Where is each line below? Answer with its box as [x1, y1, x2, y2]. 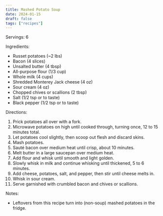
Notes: [5, 191, 19, 196]
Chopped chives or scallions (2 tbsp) [12, 89, 87, 95]
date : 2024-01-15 [5, 12, 41, 17]
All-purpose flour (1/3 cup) [12, 69, 66, 75]
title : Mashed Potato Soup [5, 7, 61, 12]
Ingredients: [5, 43, 30, 49]
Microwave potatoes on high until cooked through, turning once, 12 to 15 [12, 124, 158, 130]
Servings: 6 [5, 34, 29, 40]
